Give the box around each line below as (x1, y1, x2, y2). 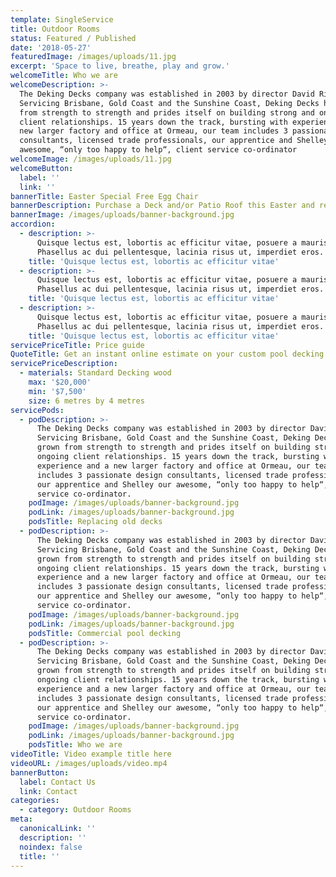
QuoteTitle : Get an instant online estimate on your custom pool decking (10, 349, 325, 360)
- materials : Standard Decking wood (19, 368, 172, 378)
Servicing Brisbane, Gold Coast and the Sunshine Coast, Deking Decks (19, 98, 320, 108)
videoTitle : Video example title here (10, 749, 172, 759)
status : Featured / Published (10, 33, 137, 43)
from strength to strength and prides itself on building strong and (19, 107, 315, 118)
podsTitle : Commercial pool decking (28, 628, 182, 638)
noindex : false (19, 842, 83, 852)
